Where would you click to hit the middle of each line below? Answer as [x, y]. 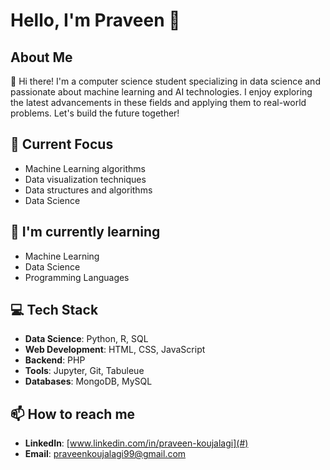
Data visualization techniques [85, 179]
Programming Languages [77, 277]
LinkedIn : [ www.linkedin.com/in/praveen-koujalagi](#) [136, 443]
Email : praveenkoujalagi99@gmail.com [105, 454]
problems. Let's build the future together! [95, 113]
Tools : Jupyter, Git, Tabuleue [84, 371]
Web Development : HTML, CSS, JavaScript [115, 350]
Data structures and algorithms [88, 190]
